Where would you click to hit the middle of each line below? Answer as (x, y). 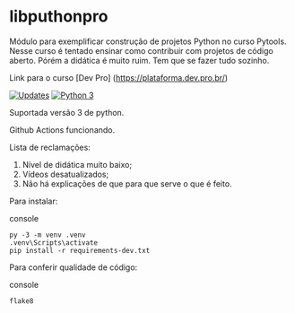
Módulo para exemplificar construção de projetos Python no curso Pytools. (148, 41)
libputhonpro (59, 17)
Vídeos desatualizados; (65, 174)
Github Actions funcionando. (62, 130)
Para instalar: (34, 201)
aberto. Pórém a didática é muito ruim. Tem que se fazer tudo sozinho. (139, 60)
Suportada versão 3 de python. (67, 112)
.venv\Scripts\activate (54, 243)
